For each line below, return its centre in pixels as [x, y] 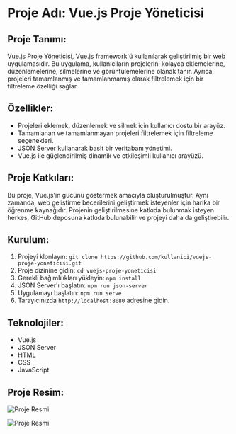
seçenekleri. [36, 140]
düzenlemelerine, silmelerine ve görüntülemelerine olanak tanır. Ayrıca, [111, 71]
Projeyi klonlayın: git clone [57, 257]
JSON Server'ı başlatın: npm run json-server [83, 285]
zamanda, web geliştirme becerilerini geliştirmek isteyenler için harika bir [114, 202]
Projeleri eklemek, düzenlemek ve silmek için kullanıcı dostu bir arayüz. [121, 125]
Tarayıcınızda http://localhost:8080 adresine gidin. [94, 301]
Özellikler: [30, 109]
